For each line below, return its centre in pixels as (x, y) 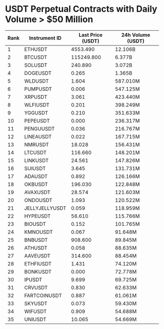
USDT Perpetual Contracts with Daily (81, 9)
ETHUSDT (36, 49)
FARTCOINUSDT (43, 295)
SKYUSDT (36, 303)
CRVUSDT (36, 287)
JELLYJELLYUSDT (45, 208)
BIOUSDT (35, 224)
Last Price (91, 35)
